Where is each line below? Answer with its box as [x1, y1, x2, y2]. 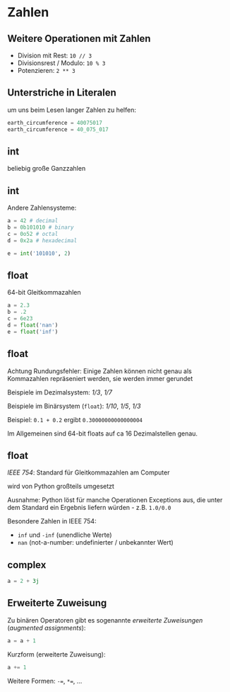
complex [7, 559, 47, 571]
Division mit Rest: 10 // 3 [17, 51, 92, 59]
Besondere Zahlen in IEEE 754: [7, 517, 97, 526]
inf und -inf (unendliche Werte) [17, 531, 112, 539]
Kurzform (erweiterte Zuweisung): [7, 650, 106, 659]
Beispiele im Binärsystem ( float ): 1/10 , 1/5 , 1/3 [7, 402, 141, 410]
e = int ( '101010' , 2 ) [7, 249, 71, 257]
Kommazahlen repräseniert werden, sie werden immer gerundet [7, 374, 193, 382]
